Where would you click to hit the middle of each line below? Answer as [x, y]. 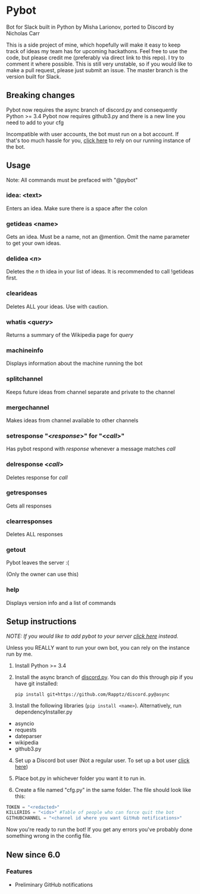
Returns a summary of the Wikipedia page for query [70, 335]
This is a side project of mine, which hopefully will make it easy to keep [93, 45]
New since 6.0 [33, 855]
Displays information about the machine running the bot [74, 363]
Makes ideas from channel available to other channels [72, 420]
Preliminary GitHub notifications [54, 884]
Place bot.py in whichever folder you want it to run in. [80, 778]
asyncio [24, 723]
